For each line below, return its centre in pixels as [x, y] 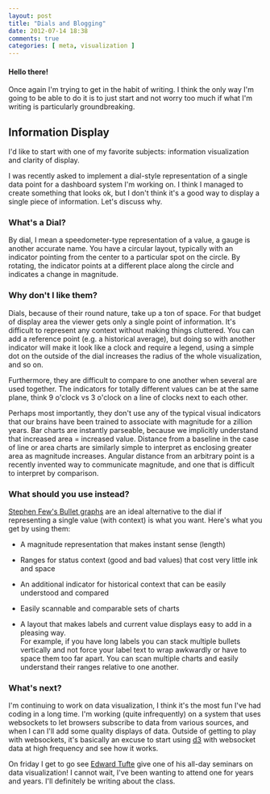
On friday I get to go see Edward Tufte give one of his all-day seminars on [131, 764]
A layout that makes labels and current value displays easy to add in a [136, 624]
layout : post [30, 16]
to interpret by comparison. [54, 473]
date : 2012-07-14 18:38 [48, 31]
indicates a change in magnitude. [64, 275]
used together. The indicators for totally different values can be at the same [134, 389]
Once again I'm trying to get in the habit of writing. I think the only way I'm [131, 90]
